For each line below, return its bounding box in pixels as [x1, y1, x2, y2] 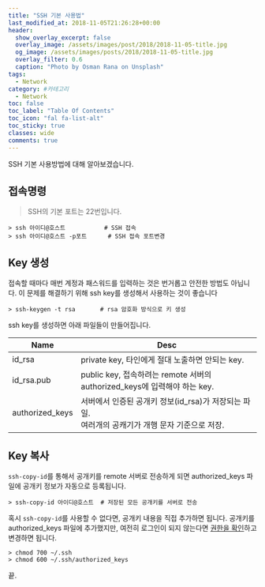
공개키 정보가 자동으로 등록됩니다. [22, 481, 126, 491]
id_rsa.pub [12, 374, 51, 386]
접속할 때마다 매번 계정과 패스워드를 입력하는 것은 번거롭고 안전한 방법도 [8, 278, 230, 288]
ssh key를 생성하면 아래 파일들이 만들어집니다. [8, 321, 151, 330]
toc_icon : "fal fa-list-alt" [8, 115, 104, 122]
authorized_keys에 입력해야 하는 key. [80, 381, 215, 392]
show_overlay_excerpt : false [15, 33, 111, 42]
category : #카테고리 [8, 85, 69, 93]
